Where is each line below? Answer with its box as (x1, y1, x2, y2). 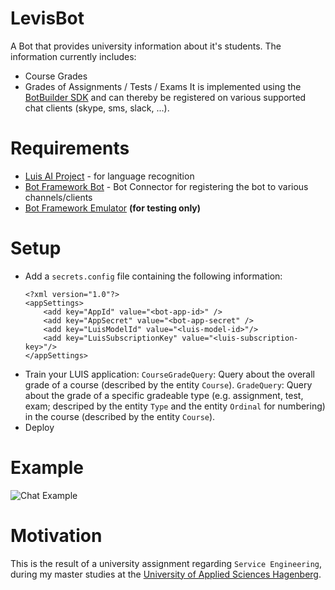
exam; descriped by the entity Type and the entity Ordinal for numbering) (24, 400, 326, 412)
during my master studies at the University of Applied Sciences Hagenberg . (10, 568, 322, 580)
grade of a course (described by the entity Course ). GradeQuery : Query (24, 378, 313, 391)
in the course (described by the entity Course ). (24, 410, 216, 422)
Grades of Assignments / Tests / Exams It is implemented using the (24, 80, 302, 92)
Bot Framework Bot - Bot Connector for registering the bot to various (24, 180, 309, 192)
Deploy (24, 421, 55, 433)
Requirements (10, 137, 130, 160)
